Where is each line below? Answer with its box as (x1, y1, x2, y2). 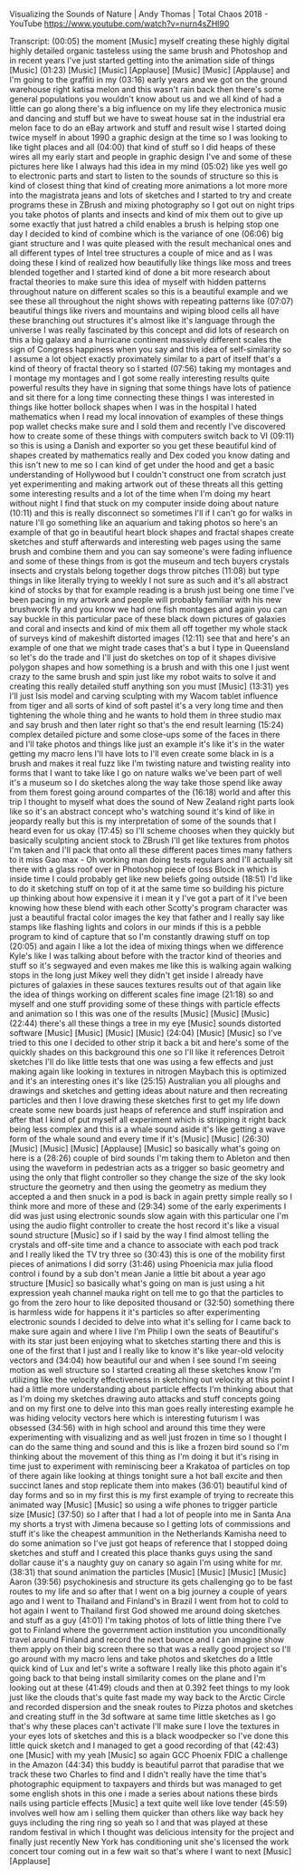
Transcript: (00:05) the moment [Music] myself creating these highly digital (9, 36, 290, 46)
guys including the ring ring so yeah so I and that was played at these (9, 1817, 269, 1828)
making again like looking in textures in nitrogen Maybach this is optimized (9, 1066, 287, 1077)
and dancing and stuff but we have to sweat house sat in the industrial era (9, 113, 286, 123)
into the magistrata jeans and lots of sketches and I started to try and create (9, 190, 292, 200)
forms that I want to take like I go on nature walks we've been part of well (9, 768, 282, 778)
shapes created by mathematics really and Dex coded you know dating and (9, 449, 290, 460)
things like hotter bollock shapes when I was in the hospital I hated (9, 401, 257, 412)
